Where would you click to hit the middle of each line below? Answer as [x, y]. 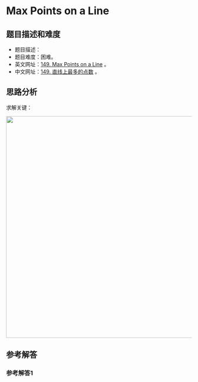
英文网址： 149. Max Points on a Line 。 [62, 64]
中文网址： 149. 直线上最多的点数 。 [57, 72]
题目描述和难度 [33, 34]
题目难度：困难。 [35, 57]
